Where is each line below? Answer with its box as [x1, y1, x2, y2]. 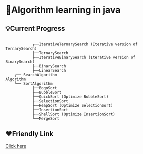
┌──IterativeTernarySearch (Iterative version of [32, 42, 138, 47]
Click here [5, 143, 27, 149]
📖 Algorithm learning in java [5, 4, 121, 16]
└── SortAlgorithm [14, 81, 53, 86]
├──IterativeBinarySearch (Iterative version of [32, 55, 136, 60]
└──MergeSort [32, 116, 59, 121]
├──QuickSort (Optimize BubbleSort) [32, 94, 109, 99]
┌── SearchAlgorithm [14, 72, 57, 77]
